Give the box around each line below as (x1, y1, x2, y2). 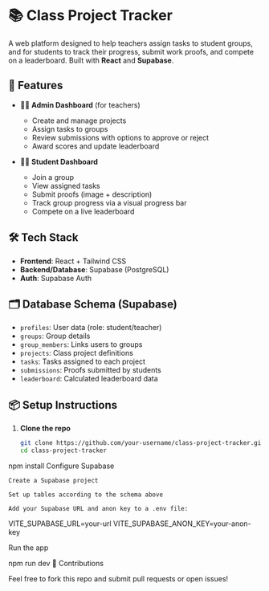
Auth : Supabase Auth (19, 273, 92, 283)
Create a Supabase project (8, 476, 99, 484)
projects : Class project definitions (19, 348, 134, 358)
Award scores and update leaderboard (31, 141, 160, 151)
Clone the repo (19, 423, 71, 434)
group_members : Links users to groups (19, 340, 143, 349)
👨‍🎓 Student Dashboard (19, 157, 99, 166)
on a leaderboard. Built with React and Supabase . (8, 55, 174, 65)
